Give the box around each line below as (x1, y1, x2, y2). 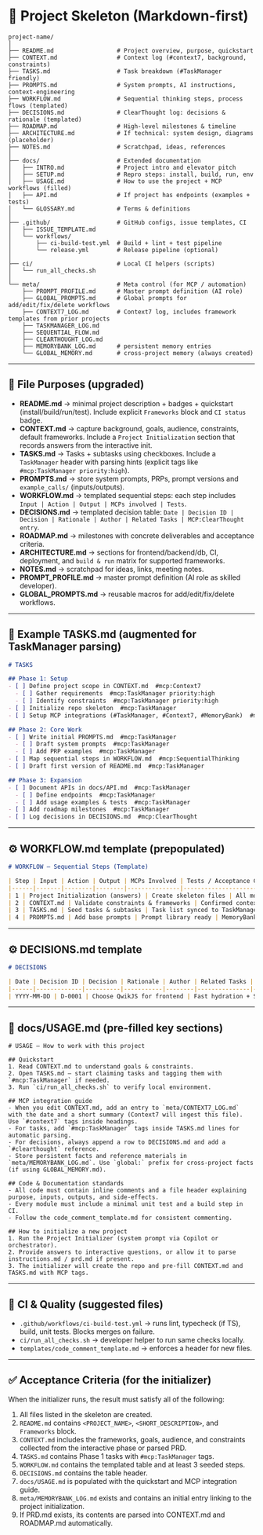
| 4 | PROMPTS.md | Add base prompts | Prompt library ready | (8, 914, 219, 921)
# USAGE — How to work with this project (8, 1042, 146, 1050)
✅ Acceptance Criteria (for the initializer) (8, 1374, 212, 1387)
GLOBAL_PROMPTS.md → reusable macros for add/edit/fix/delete (19, 589, 235, 599)
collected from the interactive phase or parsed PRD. (19, 1443, 187, 1453)
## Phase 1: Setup (8, 675, 68, 683)
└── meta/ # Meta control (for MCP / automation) (8, 280, 247, 288)
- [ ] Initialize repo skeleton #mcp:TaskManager (8, 704, 177, 712)
